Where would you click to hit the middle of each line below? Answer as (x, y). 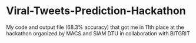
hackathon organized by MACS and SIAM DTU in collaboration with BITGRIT (98, 33)
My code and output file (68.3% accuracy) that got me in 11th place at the (95, 27)
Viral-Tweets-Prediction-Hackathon (96, 11)
